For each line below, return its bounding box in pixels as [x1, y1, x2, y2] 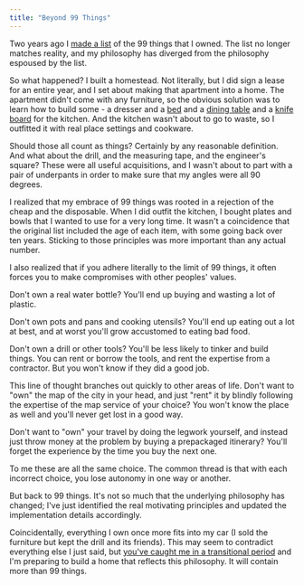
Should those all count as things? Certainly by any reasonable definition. [9, 140, 279, 151]
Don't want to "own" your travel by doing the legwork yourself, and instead [9, 426, 288, 437]
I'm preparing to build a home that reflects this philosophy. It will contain [9, 555, 279, 566]
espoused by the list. [9, 57, 88, 68]
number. [9, 244, 41, 255]
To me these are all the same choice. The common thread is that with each [9, 463, 288, 474]
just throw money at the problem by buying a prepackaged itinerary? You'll [9, 436, 288, 447]
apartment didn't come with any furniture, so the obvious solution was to [9, 94, 280, 105]
